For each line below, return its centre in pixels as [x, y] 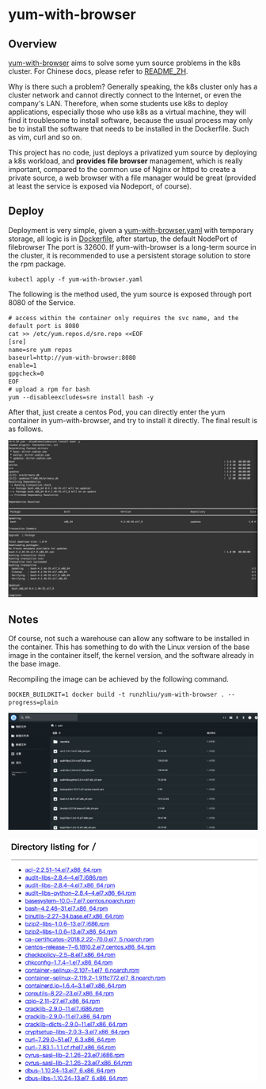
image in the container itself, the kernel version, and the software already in [131, 655]
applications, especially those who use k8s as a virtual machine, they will [127, 112]
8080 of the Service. [42, 302]
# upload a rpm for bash [49, 389]
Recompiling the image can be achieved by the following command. [119, 679]
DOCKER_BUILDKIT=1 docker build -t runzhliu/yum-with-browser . [116, 695]
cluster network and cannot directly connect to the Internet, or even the [125, 95]
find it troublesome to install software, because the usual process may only [131, 120]
